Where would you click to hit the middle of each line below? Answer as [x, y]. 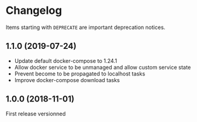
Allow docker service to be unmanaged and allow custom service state [102, 67]
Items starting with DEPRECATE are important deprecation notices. [86, 27]
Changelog [34, 11]
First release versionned [36, 114]
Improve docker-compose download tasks [67, 80]
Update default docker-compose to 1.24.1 [66, 60]
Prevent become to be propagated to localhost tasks [80, 74]
